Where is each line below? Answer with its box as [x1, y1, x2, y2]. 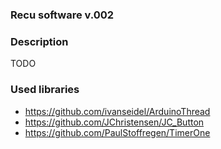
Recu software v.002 [10, 8, 115, 22]
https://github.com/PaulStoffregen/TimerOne [24, 126, 211, 138]
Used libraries [10, 83, 80, 97]
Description [10, 34, 69, 48]
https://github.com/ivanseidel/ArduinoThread [24, 105, 211, 117]
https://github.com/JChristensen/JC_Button [24, 116, 205, 128]
